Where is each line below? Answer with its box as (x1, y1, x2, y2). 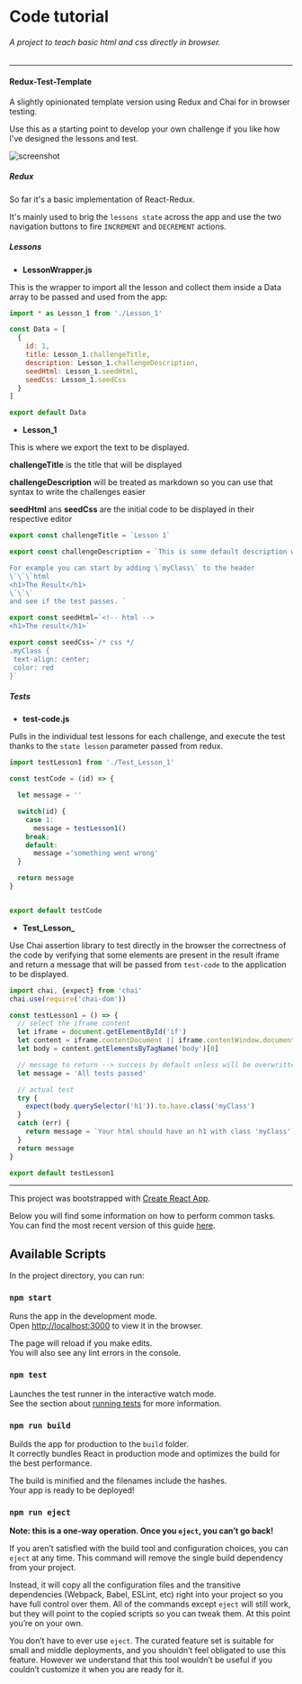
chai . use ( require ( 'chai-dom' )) (9, 994, 127, 1003)
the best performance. (9, 1458, 93, 1469)
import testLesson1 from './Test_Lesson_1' (9, 758, 175, 767)
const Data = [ (9, 325, 67, 334)
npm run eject (9, 1507, 71, 1517)
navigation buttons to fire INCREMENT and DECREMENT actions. (9, 221, 226, 232)
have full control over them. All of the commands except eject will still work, (9, 1598, 291, 1610)
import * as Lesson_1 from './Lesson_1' (9, 308, 164, 317)
